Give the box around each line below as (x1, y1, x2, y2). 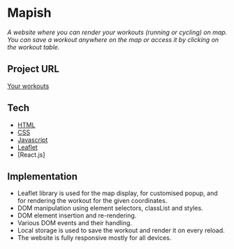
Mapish (7, 5, 52, 21)
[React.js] (17, 150, 45, 159)
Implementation (7, 170, 78, 183)
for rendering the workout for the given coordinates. (17, 197, 168, 205)
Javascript (17, 135, 48, 144)
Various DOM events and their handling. (17, 219, 133, 227)
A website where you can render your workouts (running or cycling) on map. (7, 28, 228, 36)
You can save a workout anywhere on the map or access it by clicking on (7, 35, 219, 43)
